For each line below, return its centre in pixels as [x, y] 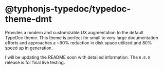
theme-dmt [28, 19]
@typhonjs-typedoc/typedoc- [68, 9]
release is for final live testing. [35, 62]
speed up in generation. [29, 48]
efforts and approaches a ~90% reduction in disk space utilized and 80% [79, 42]
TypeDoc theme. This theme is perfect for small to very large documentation [81, 38]
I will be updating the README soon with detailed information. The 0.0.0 [78, 57]
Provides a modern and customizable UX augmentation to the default [74, 32]
